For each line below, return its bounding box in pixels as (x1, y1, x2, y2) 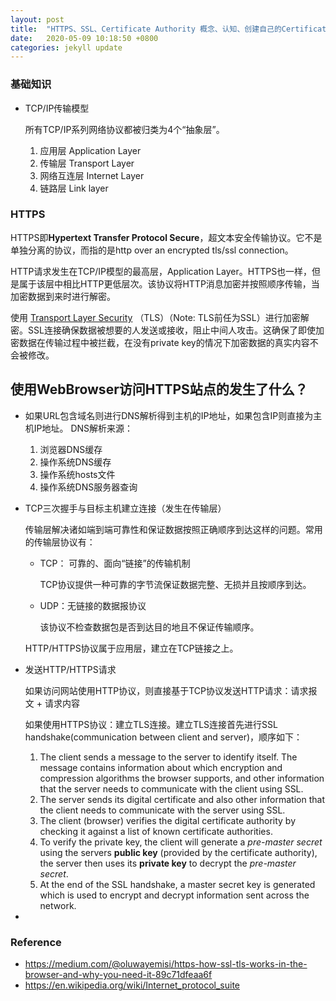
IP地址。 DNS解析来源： (33, 422, 134, 434)
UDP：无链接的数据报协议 (39, 599, 147, 611)
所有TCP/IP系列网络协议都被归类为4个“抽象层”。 (24, 123, 225, 135)
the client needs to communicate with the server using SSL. (39, 804, 286, 816)
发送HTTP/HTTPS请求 (24, 663, 117, 675)
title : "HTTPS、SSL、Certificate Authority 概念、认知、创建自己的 (10, 24, 282, 34)
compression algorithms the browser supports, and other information (39, 772, 325, 784)
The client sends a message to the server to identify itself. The (39, 751, 298, 763)
